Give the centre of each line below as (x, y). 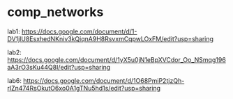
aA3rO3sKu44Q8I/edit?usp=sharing (59, 67)
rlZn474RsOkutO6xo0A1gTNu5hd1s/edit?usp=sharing (84, 88)
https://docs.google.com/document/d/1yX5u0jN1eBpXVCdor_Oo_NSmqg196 (117, 59)
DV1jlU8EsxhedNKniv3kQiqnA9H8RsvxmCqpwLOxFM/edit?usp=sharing (111, 38)
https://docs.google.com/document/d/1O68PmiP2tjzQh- (104, 80)
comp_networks (55, 12)
